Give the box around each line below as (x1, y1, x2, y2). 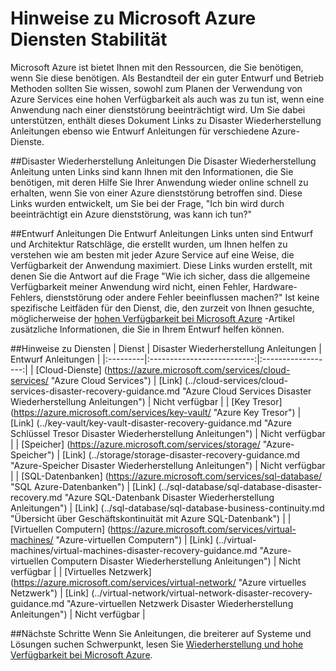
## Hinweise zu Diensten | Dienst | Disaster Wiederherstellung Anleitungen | (10, 342, 322, 354)
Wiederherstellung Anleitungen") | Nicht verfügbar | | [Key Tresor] (10, 395, 283, 407)
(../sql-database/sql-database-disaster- (158, 480, 323, 492)
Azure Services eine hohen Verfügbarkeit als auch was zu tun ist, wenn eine (10, 93, 325, 105)
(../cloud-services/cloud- (184, 374, 289, 386)
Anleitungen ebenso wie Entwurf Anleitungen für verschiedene (10, 125, 270, 137)
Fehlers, (10, 291, 44, 303)
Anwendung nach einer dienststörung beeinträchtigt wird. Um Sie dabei (10, 103, 306, 116)
